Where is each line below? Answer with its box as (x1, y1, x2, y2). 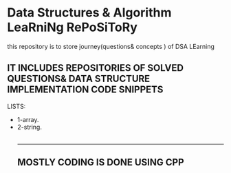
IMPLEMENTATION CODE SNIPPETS (7, 84, 164, 96)
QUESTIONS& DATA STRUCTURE (7, 73, 151, 85)
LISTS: (7, 102, 26, 110)
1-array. (16, 115, 39, 123)
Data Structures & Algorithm (7, 5, 172, 21)
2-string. (16, 123, 43, 131)
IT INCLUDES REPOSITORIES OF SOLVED (7, 62, 184, 74)
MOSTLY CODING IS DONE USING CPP (16, 156, 184, 168)
